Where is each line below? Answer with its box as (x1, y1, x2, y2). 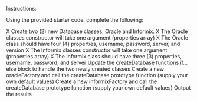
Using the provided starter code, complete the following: (6, 17, 143, 23)
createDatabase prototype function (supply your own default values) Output (6, 84, 191, 91)
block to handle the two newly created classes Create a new (17, 65, 164, 73)
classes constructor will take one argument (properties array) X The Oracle (6, 34, 189, 41)
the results (6, 91, 32, 97)
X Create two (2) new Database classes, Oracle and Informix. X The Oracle (6, 28, 188, 35)
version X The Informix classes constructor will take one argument (6, 47, 168, 54)
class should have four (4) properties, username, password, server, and (6, 41, 180, 47)
